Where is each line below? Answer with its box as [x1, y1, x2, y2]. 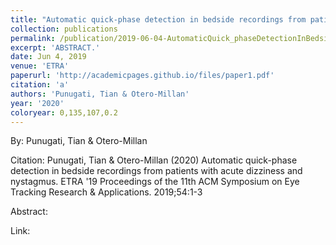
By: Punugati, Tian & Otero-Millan [10, 135, 148, 147]
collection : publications [10, 24, 118, 34]
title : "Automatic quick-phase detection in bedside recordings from [10, 14, 307, 25]
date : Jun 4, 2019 [10, 52, 87, 62]
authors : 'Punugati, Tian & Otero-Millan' [10, 89, 190, 99]
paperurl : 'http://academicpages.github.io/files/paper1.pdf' [10, 71, 275, 81]
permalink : [10, 33, 56, 43]
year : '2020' [10, 98, 65, 108]
